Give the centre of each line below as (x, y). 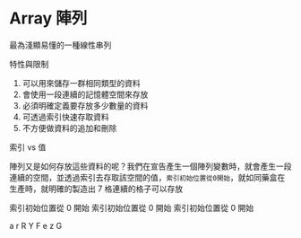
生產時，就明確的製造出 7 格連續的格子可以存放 (96, 189)
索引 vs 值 (28, 147)
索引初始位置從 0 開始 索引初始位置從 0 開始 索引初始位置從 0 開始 (131, 207)
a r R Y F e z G (36, 225)
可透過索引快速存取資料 (65, 117)
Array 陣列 (48, 18)
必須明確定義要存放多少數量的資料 (85, 105)
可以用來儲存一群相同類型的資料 (81, 83)
